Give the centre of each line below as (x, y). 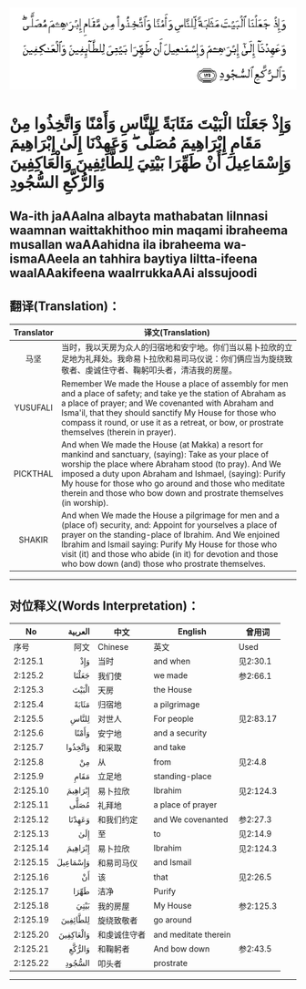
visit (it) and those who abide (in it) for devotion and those (169, 554)
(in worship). (85, 502)
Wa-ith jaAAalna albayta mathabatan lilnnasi (139, 216)
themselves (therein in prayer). (118, 432)
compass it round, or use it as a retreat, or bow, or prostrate (172, 422)
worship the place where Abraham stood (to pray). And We (171, 464)
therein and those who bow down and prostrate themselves (172, 493)
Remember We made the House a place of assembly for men (174, 383)
